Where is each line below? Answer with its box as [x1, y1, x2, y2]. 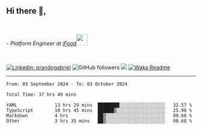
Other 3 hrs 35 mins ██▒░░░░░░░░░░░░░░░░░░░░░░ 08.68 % [6, 118, 192, 124]
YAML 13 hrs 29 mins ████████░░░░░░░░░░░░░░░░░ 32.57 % [6, 102, 192, 108]
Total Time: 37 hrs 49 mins [6, 91, 77, 97]
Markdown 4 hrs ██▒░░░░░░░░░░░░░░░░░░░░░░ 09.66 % [6, 113, 192, 119]
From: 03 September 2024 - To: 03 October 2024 [6, 81, 128, 87]
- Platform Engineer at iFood [6, 40, 77, 47]
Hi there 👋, [6, 6, 46, 16]
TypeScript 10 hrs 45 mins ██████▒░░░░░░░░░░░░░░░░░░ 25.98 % [6, 107, 192, 113]
